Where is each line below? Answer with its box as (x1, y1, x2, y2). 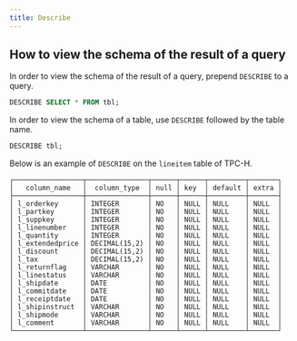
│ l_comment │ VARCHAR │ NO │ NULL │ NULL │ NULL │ (9, 318, 282, 327)
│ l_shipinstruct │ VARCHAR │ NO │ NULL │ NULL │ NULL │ (9, 303, 282, 312)
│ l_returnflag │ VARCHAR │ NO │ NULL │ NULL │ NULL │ (9, 263, 282, 272)
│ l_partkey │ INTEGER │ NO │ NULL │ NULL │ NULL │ (9, 208, 282, 217)
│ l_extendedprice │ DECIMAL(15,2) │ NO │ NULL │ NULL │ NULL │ (9, 239, 282, 248)
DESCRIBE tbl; (9, 141, 64, 151)
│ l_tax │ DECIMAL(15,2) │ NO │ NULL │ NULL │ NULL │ (9, 255, 282, 264)
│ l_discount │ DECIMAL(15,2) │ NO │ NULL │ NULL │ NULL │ (9, 247, 282, 257)
